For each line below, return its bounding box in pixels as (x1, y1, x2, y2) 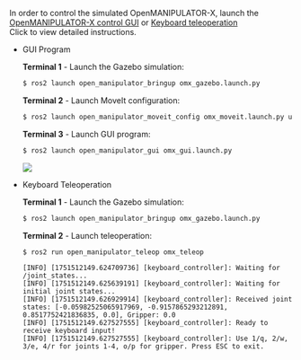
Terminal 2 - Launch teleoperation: (22, 230, 153, 241)
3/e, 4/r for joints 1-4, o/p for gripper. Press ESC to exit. (22, 342, 265, 351)
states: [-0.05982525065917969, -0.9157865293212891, (22, 303, 228, 312)
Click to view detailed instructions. (9, 27, 137, 37)
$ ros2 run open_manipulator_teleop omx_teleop (22, 247, 204, 257)
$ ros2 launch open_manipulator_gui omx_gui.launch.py (22, 145, 233, 155)
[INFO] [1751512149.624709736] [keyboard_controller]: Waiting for (22, 264, 280, 273)
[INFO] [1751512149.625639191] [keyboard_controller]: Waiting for (22, 279, 280, 288)
